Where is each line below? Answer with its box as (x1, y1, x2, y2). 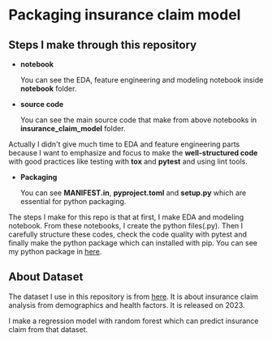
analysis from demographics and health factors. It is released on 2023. (8, 300, 245, 309)
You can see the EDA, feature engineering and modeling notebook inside (19, 75, 264, 84)
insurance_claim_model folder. (19, 124, 126, 133)
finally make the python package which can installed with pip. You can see (8, 238, 258, 248)
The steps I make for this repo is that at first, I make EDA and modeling (8, 212, 244, 222)
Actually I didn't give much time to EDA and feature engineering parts (8, 139, 240, 149)
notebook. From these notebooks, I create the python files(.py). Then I (8, 221, 244, 230)
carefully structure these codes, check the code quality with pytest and (8, 229, 248, 239)
